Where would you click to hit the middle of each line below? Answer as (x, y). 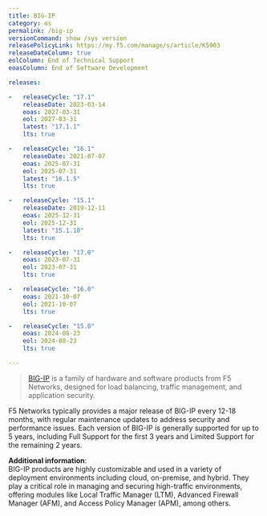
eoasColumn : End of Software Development (79, 68)
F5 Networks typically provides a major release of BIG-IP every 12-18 (122, 411)
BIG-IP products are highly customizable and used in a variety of (115, 469)
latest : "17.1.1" (52, 127)
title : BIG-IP (32, 16)
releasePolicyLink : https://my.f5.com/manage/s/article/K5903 (114, 46)
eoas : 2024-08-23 (52, 334)
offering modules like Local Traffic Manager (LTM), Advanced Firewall (123, 494)
